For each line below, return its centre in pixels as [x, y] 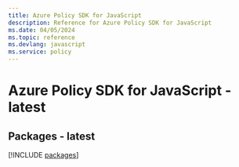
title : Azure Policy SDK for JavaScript [75, 15]
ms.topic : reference [42, 37]
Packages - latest [52, 136]
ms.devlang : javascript [47, 45]
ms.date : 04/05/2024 [42, 30]
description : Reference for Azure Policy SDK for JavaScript [110, 23]
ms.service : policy [40, 52]
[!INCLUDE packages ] [43, 155]
